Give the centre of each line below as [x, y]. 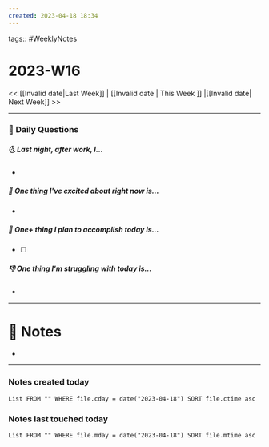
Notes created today [49, 382]
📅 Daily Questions [44, 130]
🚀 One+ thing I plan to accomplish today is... [84, 230]
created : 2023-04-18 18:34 [53, 16]
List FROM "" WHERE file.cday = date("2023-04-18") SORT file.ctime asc [132, 399]
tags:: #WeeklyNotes [43, 38]
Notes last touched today [58, 419]
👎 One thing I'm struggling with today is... [80, 268]
